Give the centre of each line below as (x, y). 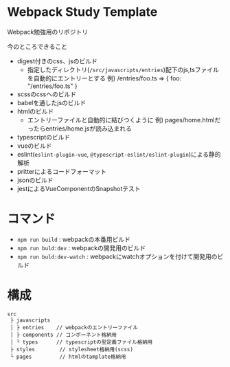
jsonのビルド (35, 180)
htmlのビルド (35, 111)
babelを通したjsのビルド (51, 102)
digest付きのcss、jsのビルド (57, 61)
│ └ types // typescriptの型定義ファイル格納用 (81, 342)
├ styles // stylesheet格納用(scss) (72, 349)
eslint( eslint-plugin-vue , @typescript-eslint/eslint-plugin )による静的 (119, 154)
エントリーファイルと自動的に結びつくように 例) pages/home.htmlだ (124, 120)
